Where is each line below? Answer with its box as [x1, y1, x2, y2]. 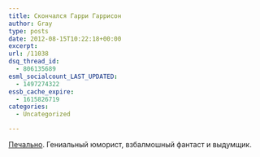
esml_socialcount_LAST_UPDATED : [8, 72, 118, 81]
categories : [8, 102, 49, 111]
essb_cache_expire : [8, 87, 75, 96]
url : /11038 [8, 50, 49, 58]
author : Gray [8, 20, 53, 28]
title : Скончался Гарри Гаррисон [8, 11, 122, 20]
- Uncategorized [15, 111, 71, 119]
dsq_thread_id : [8, 58, 60, 66]
